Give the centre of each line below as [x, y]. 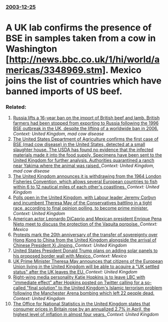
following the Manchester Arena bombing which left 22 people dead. [83, 293]
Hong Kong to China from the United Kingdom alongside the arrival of [84, 240]
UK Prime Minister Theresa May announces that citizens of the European [88, 261]
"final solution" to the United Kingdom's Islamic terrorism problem [94, 288]
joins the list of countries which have [84, 81]
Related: [16, 107]
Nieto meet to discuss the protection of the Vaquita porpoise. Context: [85, 224]
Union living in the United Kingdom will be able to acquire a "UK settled [86, 266]
